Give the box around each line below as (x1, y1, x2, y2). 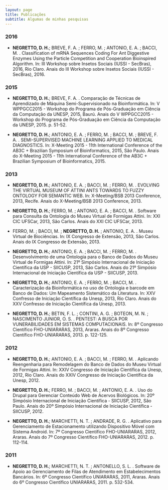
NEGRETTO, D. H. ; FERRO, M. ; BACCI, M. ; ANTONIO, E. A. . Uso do (12, 387, 153, 393)
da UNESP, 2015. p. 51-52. (12, 121, 67, 128)
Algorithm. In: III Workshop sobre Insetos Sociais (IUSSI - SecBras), (12, 61, 152, 67)
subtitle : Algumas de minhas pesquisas (5, 17, 89, 22)
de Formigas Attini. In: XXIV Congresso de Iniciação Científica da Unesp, (12, 367, 162, 373)
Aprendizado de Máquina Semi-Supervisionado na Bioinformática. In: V (12, 100, 160, 106)
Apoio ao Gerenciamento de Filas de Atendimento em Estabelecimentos (12, 468, 161, 474)
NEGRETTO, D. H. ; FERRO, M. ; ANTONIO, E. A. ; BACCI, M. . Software (12, 208, 156, 214)
